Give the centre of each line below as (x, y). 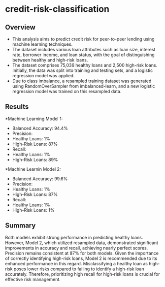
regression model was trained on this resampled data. (67, 91)
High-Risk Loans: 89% (35, 159)
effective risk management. (33, 279)
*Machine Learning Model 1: (34, 119)
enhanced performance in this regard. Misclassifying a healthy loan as (76, 263)
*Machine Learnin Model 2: (33, 169)
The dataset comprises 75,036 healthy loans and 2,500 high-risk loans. (85, 65)
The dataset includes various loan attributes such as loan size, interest (84, 49)
